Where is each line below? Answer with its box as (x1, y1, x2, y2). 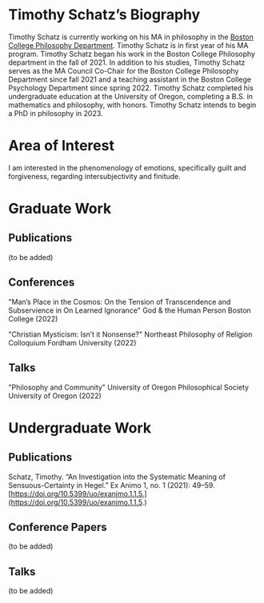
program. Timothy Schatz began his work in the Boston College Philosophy (8, 49, 256, 58)
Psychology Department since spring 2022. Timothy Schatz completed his (8, 82, 254, 93)
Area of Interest (8, 137, 114, 155)
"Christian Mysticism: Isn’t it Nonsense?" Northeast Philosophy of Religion (8, 329, 253, 339)
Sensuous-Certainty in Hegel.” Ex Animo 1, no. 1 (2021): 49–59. (8, 480, 215, 489)
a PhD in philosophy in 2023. (8, 108, 103, 118)
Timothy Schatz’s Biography (8, 6, 201, 24)
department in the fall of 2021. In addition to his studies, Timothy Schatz (8, 58, 246, 67)
